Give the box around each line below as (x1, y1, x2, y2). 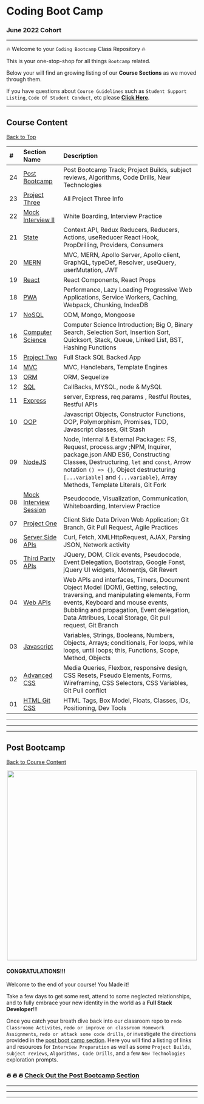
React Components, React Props (63, 276, 156, 284)
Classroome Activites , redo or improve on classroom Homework (6, 1024, 165, 1031)
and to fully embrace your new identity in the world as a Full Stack (6, 999, 172, 1006)
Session (23, 506, 47, 514)
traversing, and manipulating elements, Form (63, 591, 191, 599)
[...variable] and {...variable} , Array (63, 473, 177, 482)
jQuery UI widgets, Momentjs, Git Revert (63, 566, 178, 574)
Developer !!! (6, 1006, 38, 1013)
